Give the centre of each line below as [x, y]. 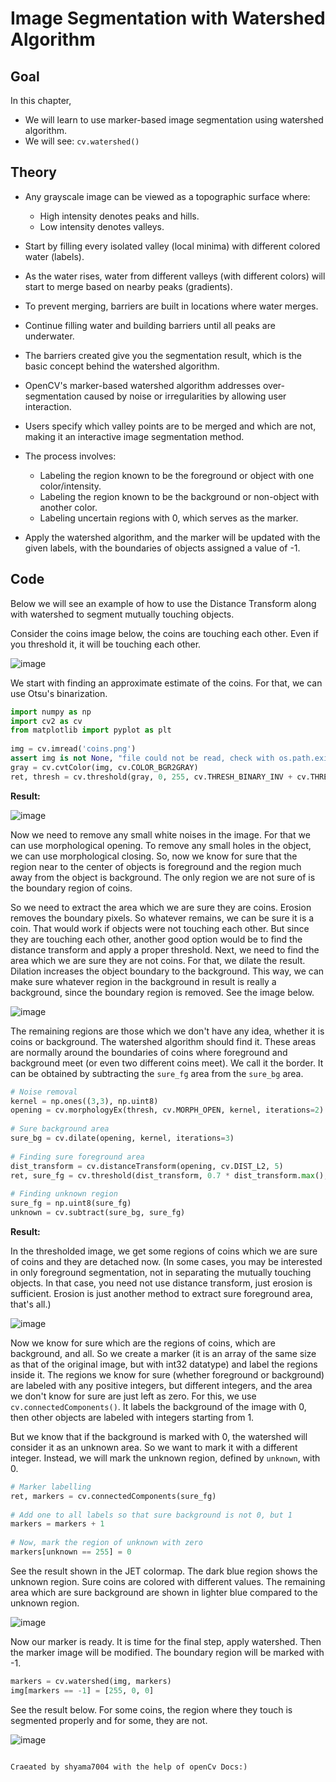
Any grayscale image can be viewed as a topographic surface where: [167, 196]
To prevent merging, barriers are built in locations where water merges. [171, 306]
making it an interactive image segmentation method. [134, 436]
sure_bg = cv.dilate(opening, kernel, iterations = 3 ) [122, 1138]
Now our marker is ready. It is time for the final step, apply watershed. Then [166, 1641]
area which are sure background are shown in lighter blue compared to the [164, 1592]
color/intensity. [70, 486]
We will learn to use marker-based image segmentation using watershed [174, 120]
